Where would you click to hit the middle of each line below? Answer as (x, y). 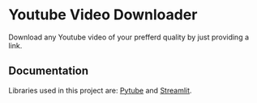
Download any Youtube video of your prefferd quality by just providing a (129, 37)
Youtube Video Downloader (103, 15)
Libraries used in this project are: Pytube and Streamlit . (100, 90)
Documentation (49, 71)
